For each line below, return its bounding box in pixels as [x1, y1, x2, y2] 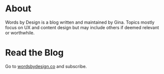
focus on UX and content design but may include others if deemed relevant [5, 24, 159, 30]
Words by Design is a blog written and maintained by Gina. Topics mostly [5, 19, 155, 25]
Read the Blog [5, 47, 64, 58]
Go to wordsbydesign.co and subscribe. [5, 63, 87, 69]
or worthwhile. [5, 30, 35, 36]
